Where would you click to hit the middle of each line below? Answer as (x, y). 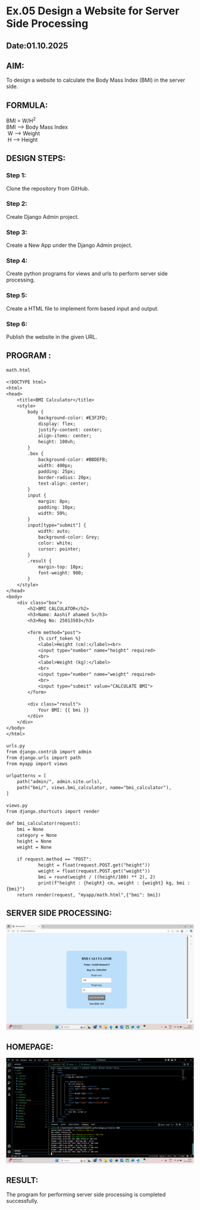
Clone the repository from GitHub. (48, 188)
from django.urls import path (44, 758)
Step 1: (16, 175)
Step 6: (17, 324)
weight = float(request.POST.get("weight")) (94, 871)
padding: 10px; (57, 507)
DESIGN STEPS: (36, 158)
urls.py (16, 746)
